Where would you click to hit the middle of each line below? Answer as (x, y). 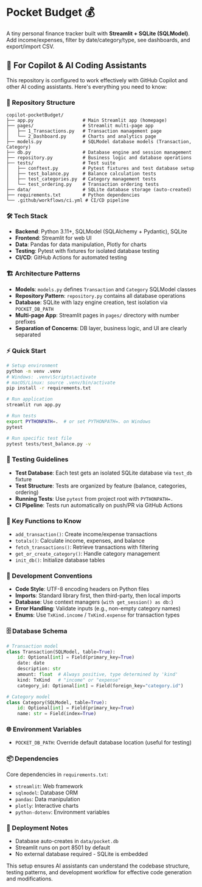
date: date (31, 663)
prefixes (26, 322)
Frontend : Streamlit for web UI (54, 238)
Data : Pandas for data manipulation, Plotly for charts (81, 244)
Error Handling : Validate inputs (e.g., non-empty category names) (98, 609)
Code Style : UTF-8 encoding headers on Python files (82, 589)
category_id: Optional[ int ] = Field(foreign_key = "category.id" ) (100, 686)
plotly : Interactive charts (47, 805)
